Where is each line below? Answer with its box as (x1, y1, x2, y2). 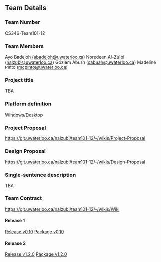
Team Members (5, 42, 44, 49)
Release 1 (5, 218, 25, 224)
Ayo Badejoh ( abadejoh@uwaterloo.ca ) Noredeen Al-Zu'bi (5, 54, 125, 60)
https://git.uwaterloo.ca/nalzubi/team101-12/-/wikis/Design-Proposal (5, 159, 146, 165)
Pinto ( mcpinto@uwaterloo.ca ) (5, 64, 68, 70)
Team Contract (5, 195, 42, 202)
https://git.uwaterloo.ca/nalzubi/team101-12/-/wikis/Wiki (5, 206, 120, 212)
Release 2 (5, 240, 26, 246)
